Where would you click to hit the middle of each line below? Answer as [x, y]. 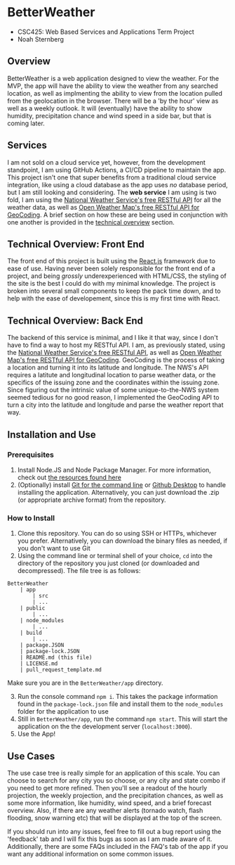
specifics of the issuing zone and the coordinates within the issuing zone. [113, 383]
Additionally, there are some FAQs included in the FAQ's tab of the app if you [118, 846]
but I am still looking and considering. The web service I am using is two [112, 192]
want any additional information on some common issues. [90, 854]
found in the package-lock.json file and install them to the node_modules [120, 704]
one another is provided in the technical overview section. [91, 222]
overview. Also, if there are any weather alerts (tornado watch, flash [105, 810]
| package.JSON [42, 645]
